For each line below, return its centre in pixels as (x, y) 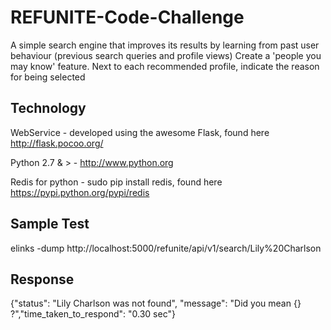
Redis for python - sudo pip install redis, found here (116, 182)
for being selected (48, 77)
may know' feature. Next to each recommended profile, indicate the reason (165, 66)
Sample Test (50, 224)
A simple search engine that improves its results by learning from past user (165, 45)
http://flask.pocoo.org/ (57, 143)
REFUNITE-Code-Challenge (127, 17)
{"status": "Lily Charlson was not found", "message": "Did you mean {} (156, 303)
